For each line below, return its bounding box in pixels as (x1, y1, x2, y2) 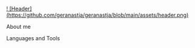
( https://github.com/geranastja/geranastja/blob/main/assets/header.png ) (6, 11, 189, 19)
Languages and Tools (6, 35, 61, 41)
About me (6, 23, 31, 30)
